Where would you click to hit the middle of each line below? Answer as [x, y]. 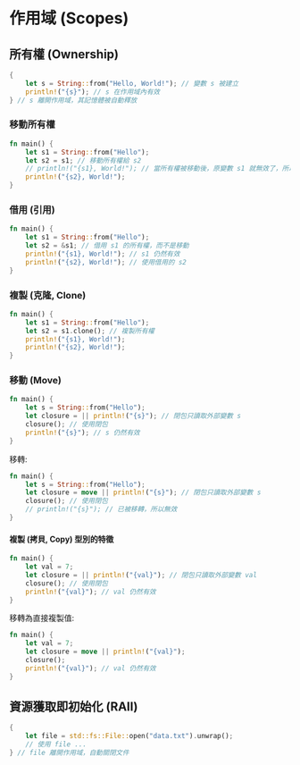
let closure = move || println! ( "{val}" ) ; [105, 652]
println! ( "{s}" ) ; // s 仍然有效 [83, 433]
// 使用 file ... [56, 744]
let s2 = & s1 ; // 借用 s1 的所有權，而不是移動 [107, 246]
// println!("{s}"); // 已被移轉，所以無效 [101, 509]
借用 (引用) [32, 209]
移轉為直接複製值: [42, 618]
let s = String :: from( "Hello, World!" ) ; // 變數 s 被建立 [132, 83]
